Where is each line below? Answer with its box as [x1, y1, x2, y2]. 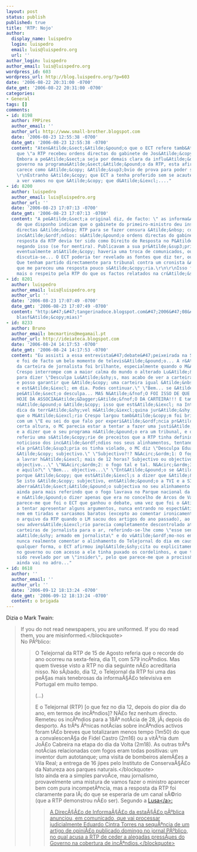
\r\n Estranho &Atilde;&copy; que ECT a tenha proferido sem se [16, 173, 175, 179]
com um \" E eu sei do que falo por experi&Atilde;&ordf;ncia [16, 418, 169, 424]
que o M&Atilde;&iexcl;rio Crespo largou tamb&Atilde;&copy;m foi [16, 412, 182, 419]
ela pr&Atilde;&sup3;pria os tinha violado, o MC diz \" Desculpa [16, 445, 180, 451]
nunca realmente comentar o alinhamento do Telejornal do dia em [16, 538, 180, 544]
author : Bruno [11, 325, 46, 331]
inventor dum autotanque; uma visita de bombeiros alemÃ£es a [35, 753, 188, 760]
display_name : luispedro [11, 36, 72, 42]
